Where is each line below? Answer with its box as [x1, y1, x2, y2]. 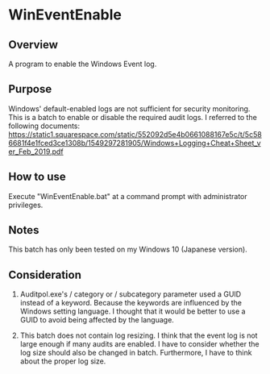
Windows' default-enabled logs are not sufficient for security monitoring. [8, 103, 251, 114]
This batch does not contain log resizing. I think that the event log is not [19, 330, 258, 340]
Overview [8, 38, 59, 52]
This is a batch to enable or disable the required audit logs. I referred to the [8, 112, 258, 122]
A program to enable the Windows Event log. [8, 59, 157, 69]
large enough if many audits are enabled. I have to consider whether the [19, 339, 260, 349]
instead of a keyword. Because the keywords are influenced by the [19, 298, 243, 308]
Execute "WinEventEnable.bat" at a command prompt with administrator [8, 191, 247, 201]
